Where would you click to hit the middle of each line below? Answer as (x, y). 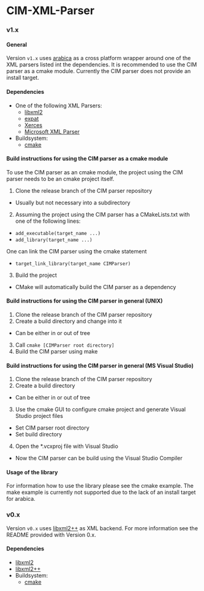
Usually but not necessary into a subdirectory (73, 203)
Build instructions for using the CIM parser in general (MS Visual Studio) (100, 365)
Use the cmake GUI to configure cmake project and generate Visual (100, 409)
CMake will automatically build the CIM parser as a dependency (96, 287)
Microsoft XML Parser (52, 131)
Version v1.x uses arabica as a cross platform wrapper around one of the (99, 58)
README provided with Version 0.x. (51, 535)
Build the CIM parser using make (56, 351)
